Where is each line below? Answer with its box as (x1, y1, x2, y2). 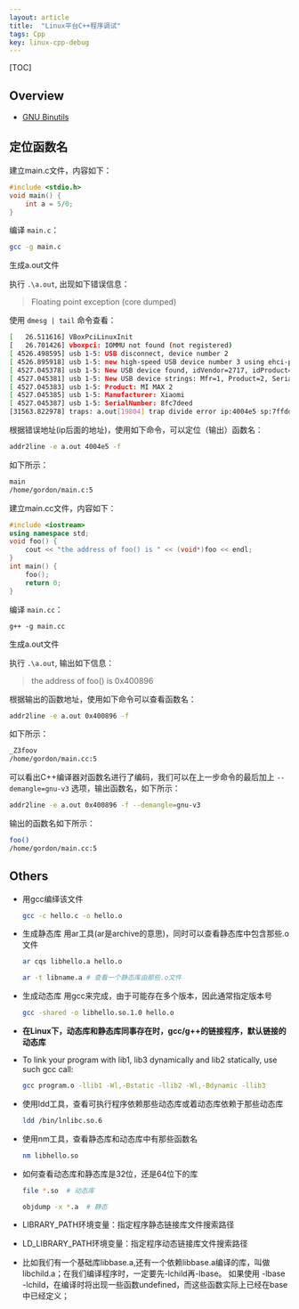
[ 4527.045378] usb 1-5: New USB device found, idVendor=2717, (9, 366, 249, 375)
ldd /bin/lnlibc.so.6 (21, 1116, 102, 1125)
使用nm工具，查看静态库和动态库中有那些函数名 (21, 1133, 198, 1144)
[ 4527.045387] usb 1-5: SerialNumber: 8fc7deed (9, 399, 193, 408)
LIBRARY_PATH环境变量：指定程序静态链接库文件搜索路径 (21, 1219, 235, 1230)
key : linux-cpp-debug (9, 37, 90, 47)
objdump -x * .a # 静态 (21, 1202, 109, 1211)
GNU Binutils (21, 112, 69, 123)
